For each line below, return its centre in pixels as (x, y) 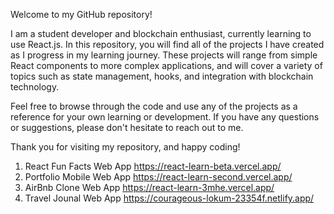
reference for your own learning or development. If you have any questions (165, 117)
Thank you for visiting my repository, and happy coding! (125, 147)
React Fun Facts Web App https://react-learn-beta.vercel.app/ (153, 166)
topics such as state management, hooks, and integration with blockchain (162, 76)
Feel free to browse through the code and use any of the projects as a (154, 106)
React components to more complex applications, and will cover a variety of (166, 65)
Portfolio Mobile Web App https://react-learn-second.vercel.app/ (158, 177)
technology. (35, 87)
